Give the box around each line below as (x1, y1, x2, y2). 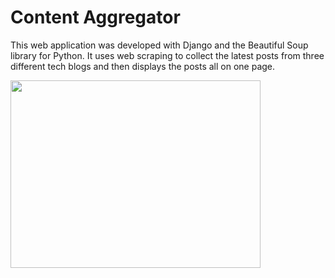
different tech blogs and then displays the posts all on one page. (10, 60, 276, 72)
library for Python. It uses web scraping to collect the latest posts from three (10, 49, 325, 61)
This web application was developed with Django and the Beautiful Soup (10, 39, 309, 51)
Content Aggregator (10, 6, 181, 29)
